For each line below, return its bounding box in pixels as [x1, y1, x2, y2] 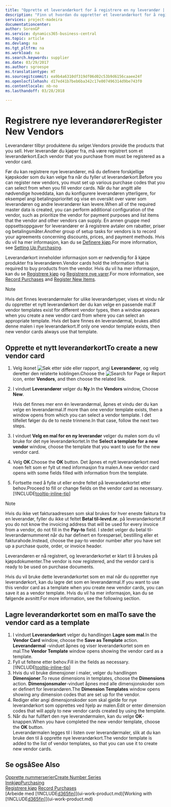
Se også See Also [5, 760, 60, 769]
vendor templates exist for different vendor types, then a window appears [5, 307, 160, 313]
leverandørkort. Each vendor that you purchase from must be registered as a [5, 153, 165, 159]
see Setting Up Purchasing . [5, 245, 63, 251]
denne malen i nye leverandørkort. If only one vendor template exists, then [5, 323, 160, 330]
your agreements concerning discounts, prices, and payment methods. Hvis [5, 234, 165, 240]
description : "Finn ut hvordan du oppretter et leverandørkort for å [5, 12, 156, 17]
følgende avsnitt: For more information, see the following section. [5, 595, 141, 602]
